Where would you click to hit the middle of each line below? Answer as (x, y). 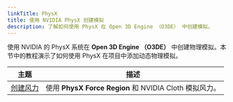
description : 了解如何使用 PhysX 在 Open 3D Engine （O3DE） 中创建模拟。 (110, 26)
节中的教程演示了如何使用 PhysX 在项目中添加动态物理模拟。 (95, 56)
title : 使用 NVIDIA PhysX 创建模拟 (56, 20)
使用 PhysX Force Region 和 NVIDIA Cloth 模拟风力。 (133, 88)
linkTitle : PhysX (32, 14)
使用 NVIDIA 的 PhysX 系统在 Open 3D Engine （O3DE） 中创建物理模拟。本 (117, 47)
